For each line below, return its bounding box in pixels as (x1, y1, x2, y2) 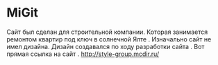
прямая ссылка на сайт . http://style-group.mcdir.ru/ (6, 50, 160, 58)
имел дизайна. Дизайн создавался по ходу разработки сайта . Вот (6, 42, 205, 50)
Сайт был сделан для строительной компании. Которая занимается (6, 28, 208, 36)
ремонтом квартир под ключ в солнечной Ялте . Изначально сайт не (6, 35, 212, 43)
